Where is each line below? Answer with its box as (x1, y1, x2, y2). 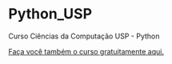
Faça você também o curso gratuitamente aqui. (8, 46, 164, 56)
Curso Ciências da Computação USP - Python (8, 31, 160, 41)
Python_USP (8, 5, 93, 23)
